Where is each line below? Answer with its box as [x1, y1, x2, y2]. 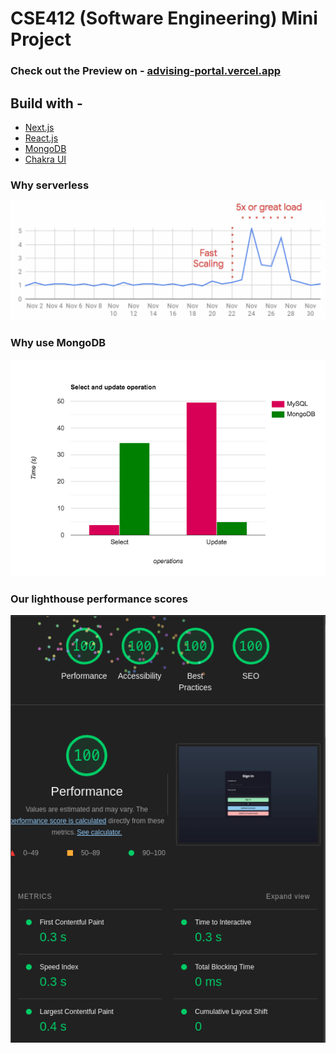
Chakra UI [24, 153, 67, 165]
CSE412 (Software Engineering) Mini [10, 7, 318, 30]
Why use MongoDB [10, 336, 107, 350]
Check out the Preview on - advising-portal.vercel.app [10, 64, 282, 78]
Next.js [24, 121, 55, 133]
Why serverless [10, 178, 90, 192]
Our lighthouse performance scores [10, 592, 188, 606]
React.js [24, 132, 59, 144]
